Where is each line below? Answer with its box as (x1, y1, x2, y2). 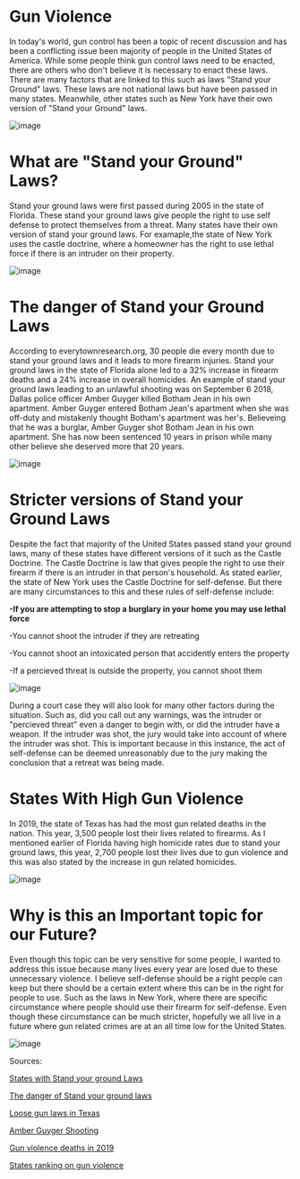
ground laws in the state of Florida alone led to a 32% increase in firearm (9, 364, 279, 375)
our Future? (9, 924, 98, 944)
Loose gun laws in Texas (9, 1107, 100, 1118)
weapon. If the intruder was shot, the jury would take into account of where (9, 729, 287, 739)
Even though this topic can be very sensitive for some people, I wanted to (9, 954, 281, 965)
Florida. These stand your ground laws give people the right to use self (9, 209, 271, 221)
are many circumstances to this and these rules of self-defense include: (9, 586, 275, 597)
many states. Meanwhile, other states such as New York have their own (9, 92, 273, 104)
